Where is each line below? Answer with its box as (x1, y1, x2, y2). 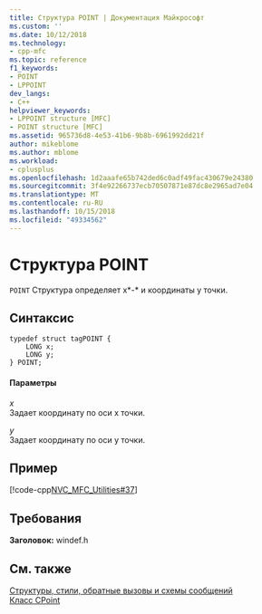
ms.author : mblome (9, 148, 79, 157)
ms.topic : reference (9, 55, 88, 64)
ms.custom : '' (9, 22, 63, 31)
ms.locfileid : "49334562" (9, 215, 107, 225)
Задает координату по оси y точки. (9, 434, 146, 445)
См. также (9, 561, 73, 576)
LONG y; (25, 350, 54, 360)
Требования (9, 511, 82, 526)
